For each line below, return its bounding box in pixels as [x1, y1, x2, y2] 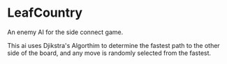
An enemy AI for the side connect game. [7, 28, 124, 36]
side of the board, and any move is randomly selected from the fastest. [7, 49, 212, 57]
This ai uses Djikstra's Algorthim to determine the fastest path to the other [7, 41, 220, 49]
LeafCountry [7, 5, 82, 21]
